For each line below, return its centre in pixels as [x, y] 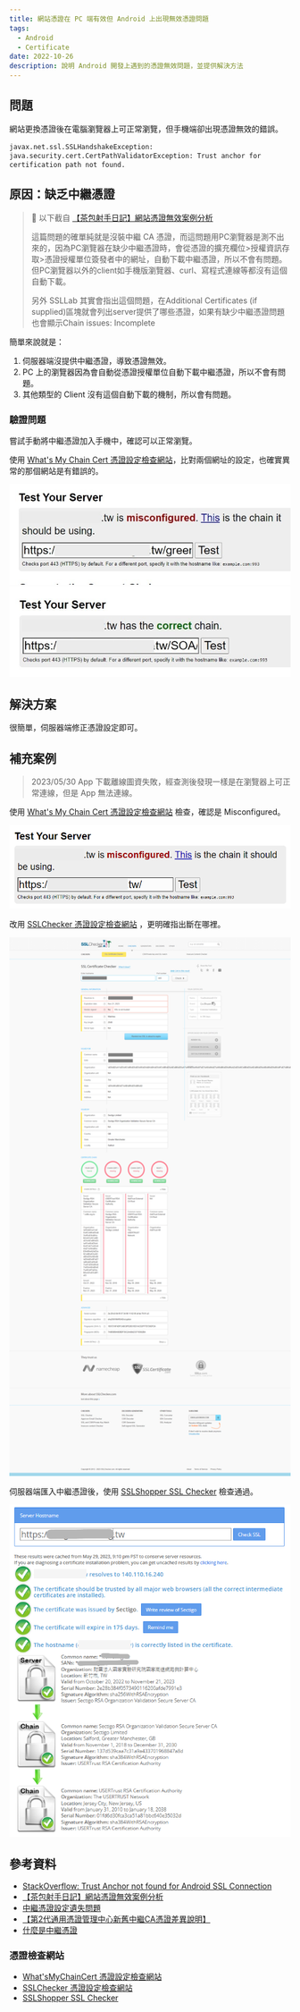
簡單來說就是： [37, 342]
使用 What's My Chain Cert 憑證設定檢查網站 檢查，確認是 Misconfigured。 [147, 812]
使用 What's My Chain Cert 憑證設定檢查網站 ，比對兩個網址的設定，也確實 [146, 460]
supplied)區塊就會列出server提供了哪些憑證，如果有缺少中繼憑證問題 [158, 311]
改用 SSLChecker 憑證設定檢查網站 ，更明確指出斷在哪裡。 [117, 924]
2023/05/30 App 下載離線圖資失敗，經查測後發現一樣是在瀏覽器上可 [157, 782]
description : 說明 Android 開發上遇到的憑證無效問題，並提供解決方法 [126, 66]
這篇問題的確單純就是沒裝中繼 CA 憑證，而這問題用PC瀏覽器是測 [150, 236]
